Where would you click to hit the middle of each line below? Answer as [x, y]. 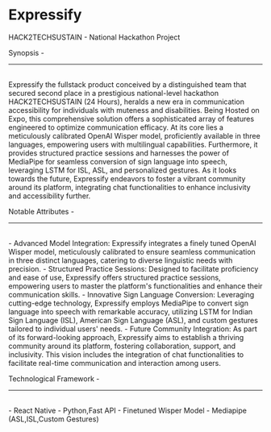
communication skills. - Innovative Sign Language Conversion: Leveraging [131, 294]
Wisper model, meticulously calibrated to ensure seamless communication [132, 251]
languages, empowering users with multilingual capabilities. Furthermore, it [133, 144]
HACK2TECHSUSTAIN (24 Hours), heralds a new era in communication [126, 102]
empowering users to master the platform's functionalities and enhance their [135, 286]
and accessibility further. [50, 196]
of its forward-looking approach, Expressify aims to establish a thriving [126, 337]
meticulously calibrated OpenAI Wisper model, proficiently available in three [134, 135]
